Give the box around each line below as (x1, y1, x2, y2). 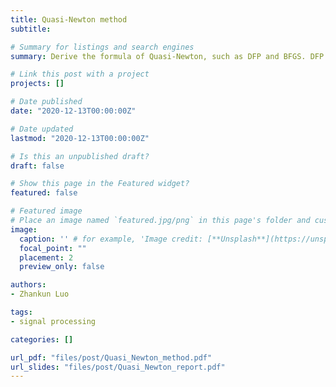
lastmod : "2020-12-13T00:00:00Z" (10, 133, 150, 143)
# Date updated (10, 124, 74, 134)
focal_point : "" (19, 243, 87, 253)
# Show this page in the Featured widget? (10, 179, 190, 189)
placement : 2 (19, 252, 74, 263)
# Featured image (10, 206, 83, 216)
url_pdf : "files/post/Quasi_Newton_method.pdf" (10, 352, 213, 363)
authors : (10, 280, 47, 290)
